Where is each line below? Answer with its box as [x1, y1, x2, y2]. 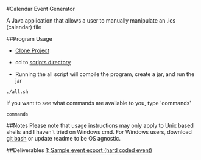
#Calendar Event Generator [6, 5, 75, 12]
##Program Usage [6, 35, 53, 42]
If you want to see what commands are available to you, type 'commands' [6, 100, 192, 106]
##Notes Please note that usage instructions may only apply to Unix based [6, 122, 194, 129]
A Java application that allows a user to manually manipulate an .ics [6, 17, 176, 24]
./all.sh [6, 89, 29, 95]
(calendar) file [6, 24, 41, 30]
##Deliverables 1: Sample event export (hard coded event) [6, 147, 152, 154]
